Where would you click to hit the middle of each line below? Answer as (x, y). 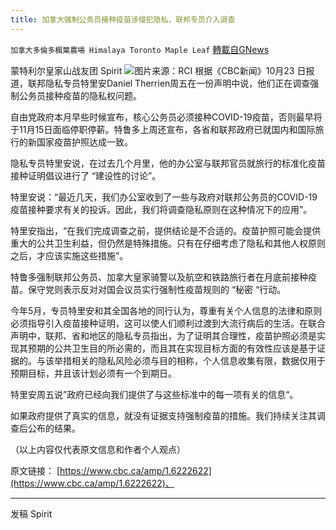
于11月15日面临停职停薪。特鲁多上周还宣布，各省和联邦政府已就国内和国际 (163, 129)
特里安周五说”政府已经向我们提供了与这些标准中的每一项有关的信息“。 (154, 394)
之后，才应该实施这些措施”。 (69, 255)
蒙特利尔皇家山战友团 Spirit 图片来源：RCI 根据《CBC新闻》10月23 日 (158, 70)
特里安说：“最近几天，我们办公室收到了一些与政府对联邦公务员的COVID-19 (164, 197)
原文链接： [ (35, 470)
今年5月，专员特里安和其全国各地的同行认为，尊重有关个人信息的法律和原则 (166, 310)
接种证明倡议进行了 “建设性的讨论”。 (86, 175)
